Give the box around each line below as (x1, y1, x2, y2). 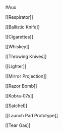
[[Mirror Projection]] (5, 73, 47, 79)
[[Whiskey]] (5, 44, 30, 50)
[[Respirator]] (5, 14, 33, 20)
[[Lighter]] (5, 63, 27, 69)
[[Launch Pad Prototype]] (5, 113, 58, 118)
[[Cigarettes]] (5, 34, 34, 40)
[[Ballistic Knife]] (5, 24, 40, 30)
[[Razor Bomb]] (5, 83, 37, 89)
